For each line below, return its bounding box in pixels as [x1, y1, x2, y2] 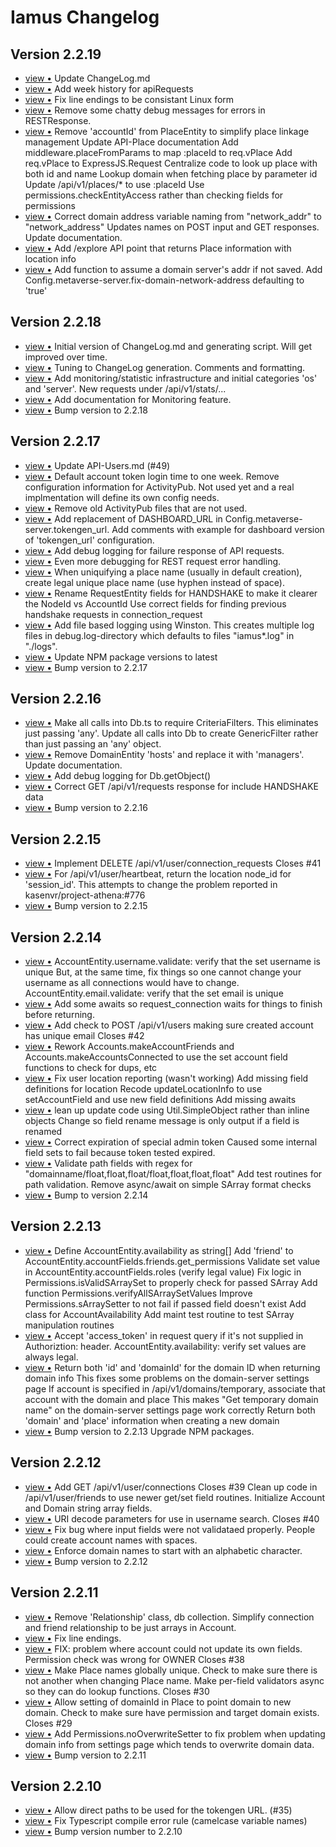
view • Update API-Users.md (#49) [24, 459, 171, 471]
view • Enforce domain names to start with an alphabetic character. [24, 1544, 303, 1556]
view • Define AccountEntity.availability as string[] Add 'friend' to [24, 1244, 294, 1256]
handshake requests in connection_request [24, 608, 203, 620]
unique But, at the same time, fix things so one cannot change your [24, 966, 302, 978]
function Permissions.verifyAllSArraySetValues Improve [24, 1287, 253, 1299]
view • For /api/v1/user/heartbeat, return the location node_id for [24, 868, 292, 880]
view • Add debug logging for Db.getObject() [24, 770, 212, 782]
